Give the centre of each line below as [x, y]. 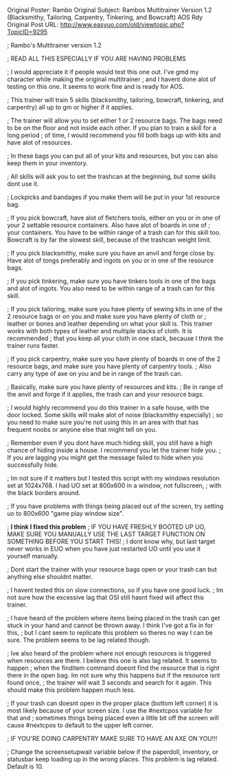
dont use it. [23, 184]
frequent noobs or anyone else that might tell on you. [82, 429]
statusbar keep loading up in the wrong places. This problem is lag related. [113, 759]
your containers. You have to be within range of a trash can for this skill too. [114, 232]
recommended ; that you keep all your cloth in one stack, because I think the [115, 338]
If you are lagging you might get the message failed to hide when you [105, 458]
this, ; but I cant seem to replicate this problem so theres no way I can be [110, 632]
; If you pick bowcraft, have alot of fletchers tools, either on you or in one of [114, 218]
